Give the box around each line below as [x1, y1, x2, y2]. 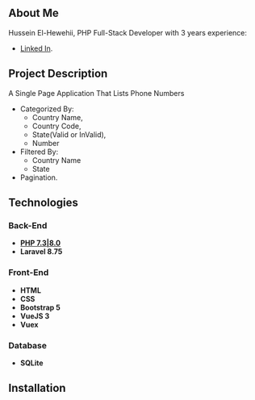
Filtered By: [19, 147, 59, 156]
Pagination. [19, 173, 58, 182]
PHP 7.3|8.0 [19, 238, 61, 248]
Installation [8, 381, 66, 395]
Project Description [8, 67, 108, 81]
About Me [8, 6, 59, 20]
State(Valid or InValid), [31, 129, 107, 140]
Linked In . [19, 44, 53, 53]
